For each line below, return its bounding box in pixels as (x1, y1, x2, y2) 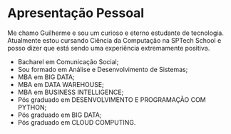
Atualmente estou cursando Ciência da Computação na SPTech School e (7, 36, 222, 44)
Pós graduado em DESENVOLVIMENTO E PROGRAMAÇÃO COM (17, 95, 206, 104)
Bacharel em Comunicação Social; (17, 57, 119, 66)
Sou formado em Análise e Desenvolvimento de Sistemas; (17, 65, 188, 73)
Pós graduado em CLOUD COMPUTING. (17, 118, 136, 126)
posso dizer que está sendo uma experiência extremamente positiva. (7, 43, 210, 52)
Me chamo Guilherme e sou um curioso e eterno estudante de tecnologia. (7, 29, 225, 37)
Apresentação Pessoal (7, 5, 145, 21)
